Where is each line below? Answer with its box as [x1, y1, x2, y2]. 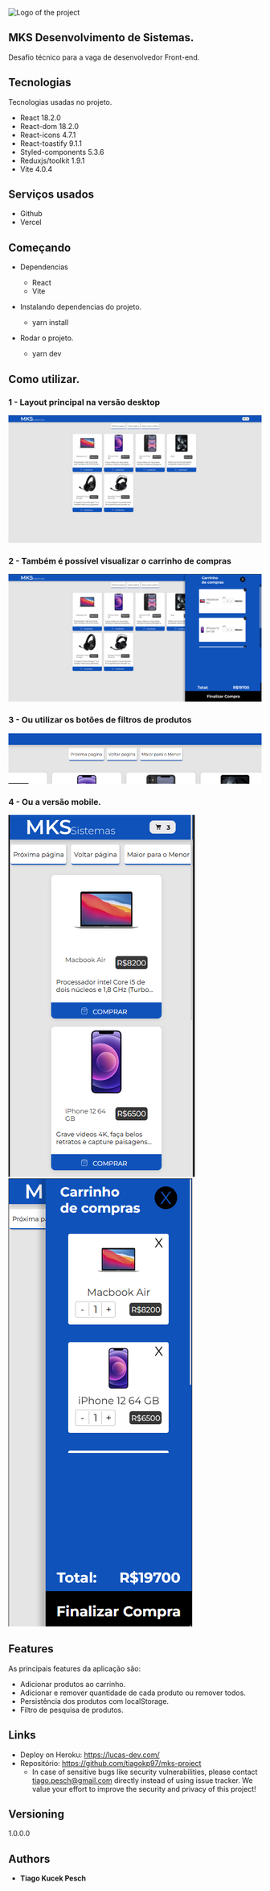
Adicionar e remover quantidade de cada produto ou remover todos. [19, 1688, 247, 1697]
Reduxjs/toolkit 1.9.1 [19, 156, 85, 165]
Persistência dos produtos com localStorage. [19, 1696, 170, 1706]
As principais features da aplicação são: [8, 1664, 141, 1673]
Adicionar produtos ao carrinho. [19, 1679, 126, 1689]
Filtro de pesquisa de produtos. [19, 1705, 125, 1714]
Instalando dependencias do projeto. [19, 302, 142, 312]
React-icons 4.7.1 [19, 130, 76, 140]
